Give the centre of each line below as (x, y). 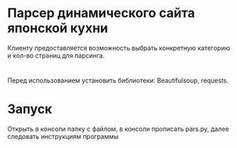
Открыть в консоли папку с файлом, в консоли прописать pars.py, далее (118, 129)
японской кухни (58, 28)
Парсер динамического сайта (101, 13)
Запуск (30, 109)
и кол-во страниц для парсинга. (56, 55)
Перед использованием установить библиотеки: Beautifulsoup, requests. (118, 80)
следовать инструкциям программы (63, 137)
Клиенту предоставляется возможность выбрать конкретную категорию (119, 48)
